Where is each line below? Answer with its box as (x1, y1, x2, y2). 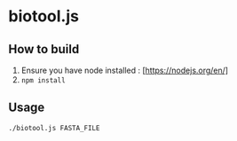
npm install (20, 76, 66, 85)
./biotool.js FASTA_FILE (8, 123, 100, 132)
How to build (8, 42, 80, 57)
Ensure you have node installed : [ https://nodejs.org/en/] (20, 65, 228, 75)
